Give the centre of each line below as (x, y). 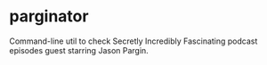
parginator (49, 16)
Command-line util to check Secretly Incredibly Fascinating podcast (133, 41)
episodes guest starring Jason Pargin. (79, 50)
